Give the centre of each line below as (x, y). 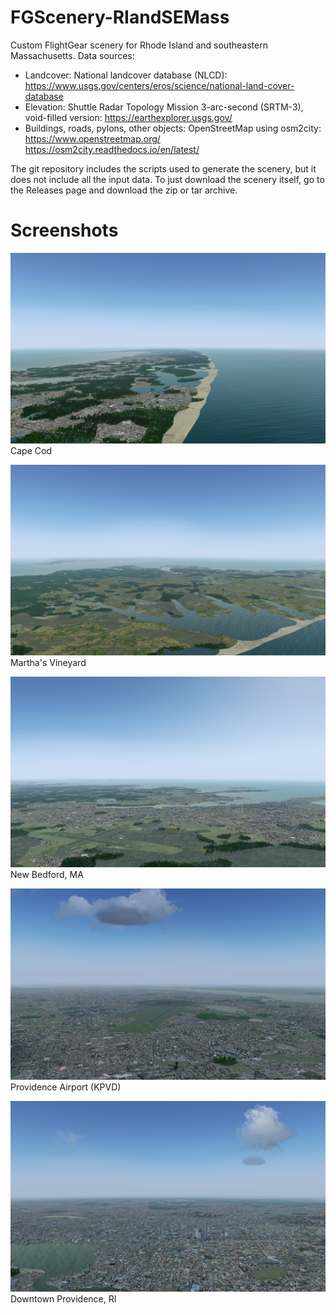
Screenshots (64, 230)
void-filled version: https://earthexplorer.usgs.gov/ (128, 117)
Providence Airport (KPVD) (66, 1087)
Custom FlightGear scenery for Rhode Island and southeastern (139, 45)
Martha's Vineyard (48, 663)
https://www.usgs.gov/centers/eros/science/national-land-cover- (159, 85)
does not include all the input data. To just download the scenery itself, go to (167, 179)
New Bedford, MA (47, 875)
